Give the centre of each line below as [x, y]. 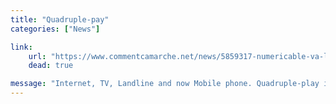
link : [21, 47]
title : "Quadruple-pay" [60, 19]
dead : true [51, 66]
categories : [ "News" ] [55, 29]
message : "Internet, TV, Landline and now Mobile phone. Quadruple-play [165, 84]
